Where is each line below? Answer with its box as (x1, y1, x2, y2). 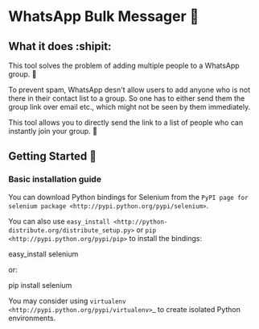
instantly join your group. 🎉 (8, 127, 98, 135)
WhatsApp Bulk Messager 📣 (8, 7, 199, 26)
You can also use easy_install (8, 216, 110, 226)
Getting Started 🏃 (8, 149, 97, 164)
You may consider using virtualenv (8, 296, 126, 306)
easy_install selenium (8, 249, 79, 259)
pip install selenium (8, 280, 72, 289)
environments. (8, 313, 56, 323)
